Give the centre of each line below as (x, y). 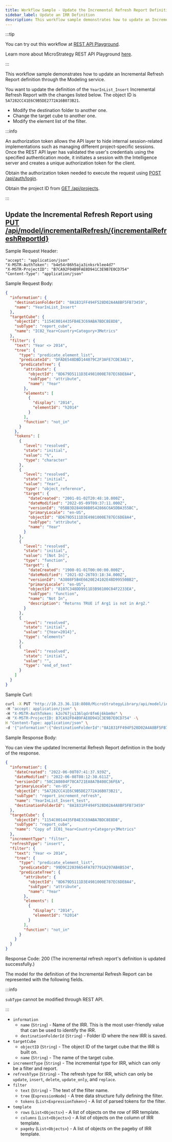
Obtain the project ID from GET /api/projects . (52, 189)
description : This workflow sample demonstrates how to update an (78, 20)
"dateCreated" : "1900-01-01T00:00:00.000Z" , (76, 570)
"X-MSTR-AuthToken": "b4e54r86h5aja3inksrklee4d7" (60, 265)
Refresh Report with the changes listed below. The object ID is (71, 95)
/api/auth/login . (21, 178)
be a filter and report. (35, 1069)
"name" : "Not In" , (48, 599)
